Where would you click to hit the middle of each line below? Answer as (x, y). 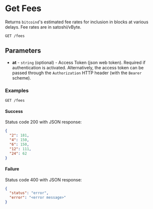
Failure (12, 169)
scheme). (22, 78)
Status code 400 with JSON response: (43, 179)
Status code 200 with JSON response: (43, 122)
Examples (17, 90)
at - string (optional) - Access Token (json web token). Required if (79, 62)
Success (14, 111)
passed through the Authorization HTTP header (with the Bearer (77, 73)
